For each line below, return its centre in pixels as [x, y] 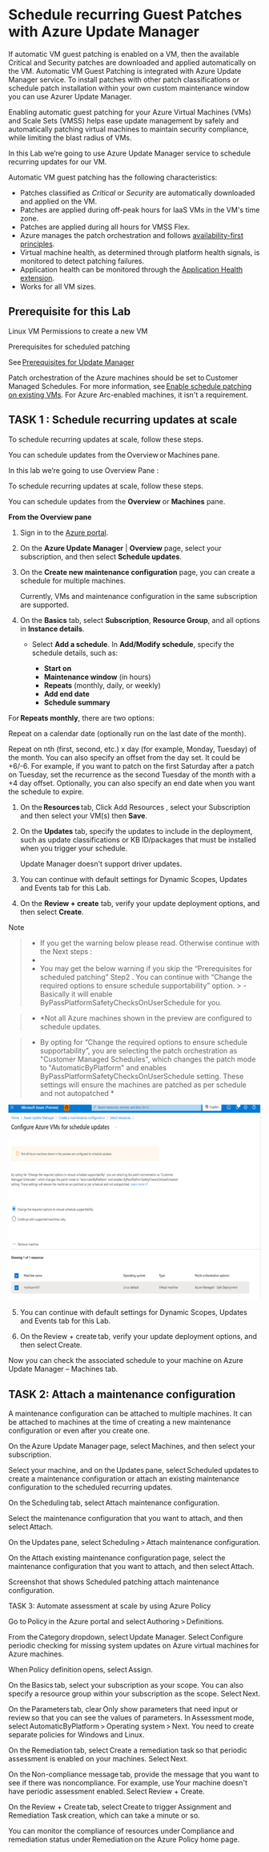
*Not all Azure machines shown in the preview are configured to [146, 1018]
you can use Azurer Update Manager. [70, 96]
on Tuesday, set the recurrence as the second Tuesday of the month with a [132, 774]
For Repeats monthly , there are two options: [81, 718]
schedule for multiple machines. [73, 580]
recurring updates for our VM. [58, 161]
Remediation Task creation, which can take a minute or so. [104, 1816]
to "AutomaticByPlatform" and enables [103, 1067]
